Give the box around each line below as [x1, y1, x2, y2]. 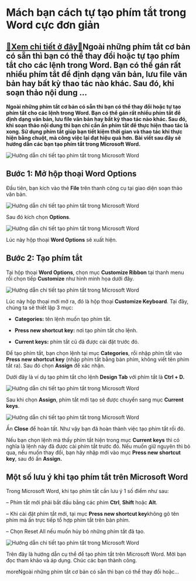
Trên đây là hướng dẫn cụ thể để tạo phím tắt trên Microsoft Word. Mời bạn [6, 550, 186, 558]
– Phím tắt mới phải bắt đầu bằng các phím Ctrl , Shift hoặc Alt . [6, 499, 158, 506]
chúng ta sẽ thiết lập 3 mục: [6, 304, 74, 311]
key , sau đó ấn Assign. [6, 455, 63, 462]
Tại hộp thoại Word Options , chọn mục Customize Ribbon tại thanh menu [6, 269, 184, 276]
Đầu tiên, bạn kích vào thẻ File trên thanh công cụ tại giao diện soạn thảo [6, 184, 183, 191]
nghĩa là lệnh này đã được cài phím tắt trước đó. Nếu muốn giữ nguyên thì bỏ [6, 442, 191, 450]
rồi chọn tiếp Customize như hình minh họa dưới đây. [6, 275, 135, 282]
